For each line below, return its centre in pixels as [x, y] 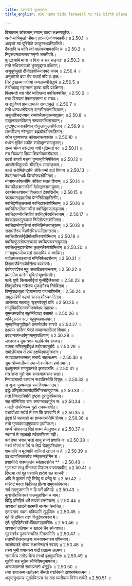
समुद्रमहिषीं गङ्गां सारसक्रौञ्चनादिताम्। [35, 297]
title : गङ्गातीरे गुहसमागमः [26, 10]
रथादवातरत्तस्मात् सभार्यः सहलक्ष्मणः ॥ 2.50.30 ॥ [44, 357]
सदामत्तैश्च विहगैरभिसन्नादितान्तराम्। [32, 231]
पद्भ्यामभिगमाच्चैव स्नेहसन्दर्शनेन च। [33, 456]
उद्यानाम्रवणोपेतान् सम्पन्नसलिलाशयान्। [34, 120]
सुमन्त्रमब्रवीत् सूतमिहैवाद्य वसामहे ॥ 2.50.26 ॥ [41, 313]
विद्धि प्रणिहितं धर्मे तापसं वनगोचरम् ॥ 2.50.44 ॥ [43, 500]
